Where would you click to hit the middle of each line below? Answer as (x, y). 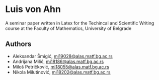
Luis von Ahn (33, 9)
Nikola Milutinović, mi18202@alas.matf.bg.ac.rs (61, 72)
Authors (18, 44)
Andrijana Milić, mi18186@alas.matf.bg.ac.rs (58, 61)
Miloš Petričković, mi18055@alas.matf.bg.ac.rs (61, 66)
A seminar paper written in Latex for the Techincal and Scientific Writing (80, 23)
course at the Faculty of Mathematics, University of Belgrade (68, 28)
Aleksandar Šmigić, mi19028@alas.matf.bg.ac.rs (63, 56)
